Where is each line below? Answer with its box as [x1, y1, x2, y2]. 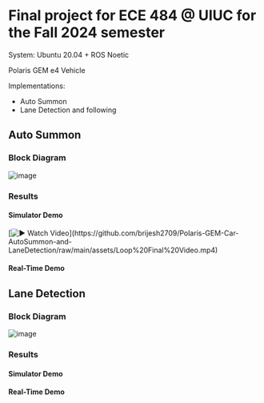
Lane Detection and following [19, 105, 117, 115]
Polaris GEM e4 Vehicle [8, 65, 86, 75]
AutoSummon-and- [8, 236, 72, 246]
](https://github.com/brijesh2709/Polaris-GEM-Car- [69, 228, 239, 238]
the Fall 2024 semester [8, 23, 166, 42]
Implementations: [8, 81, 66, 91]
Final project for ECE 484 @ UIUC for [8, 6, 257, 25]
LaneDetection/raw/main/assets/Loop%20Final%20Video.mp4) [8, 245, 218, 255]
